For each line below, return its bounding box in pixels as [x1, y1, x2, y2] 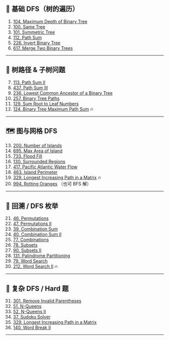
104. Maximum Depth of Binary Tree [13, 18, 87, 24]
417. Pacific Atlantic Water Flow [13, 164, 78, 170]
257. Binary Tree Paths [13, 95, 60, 101]
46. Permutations [13, 215, 49, 221]
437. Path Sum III [13, 84, 48, 90]
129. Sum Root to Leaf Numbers [13, 100, 79, 106]
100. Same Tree [13, 24, 46, 30]
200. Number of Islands [13, 143, 62, 149]
